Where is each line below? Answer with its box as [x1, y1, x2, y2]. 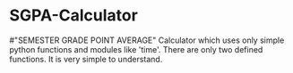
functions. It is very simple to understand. [9, 53, 163, 64]
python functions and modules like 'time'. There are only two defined [9, 44, 263, 54]
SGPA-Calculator [9, 5, 139, 26]
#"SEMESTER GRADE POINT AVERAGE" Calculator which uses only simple [9, 35, 285, 45]
